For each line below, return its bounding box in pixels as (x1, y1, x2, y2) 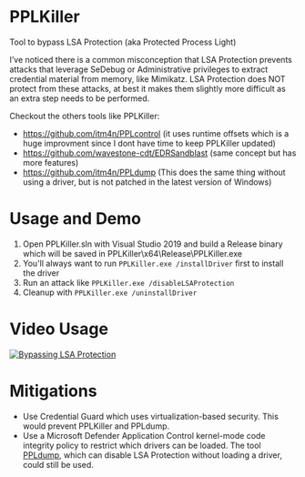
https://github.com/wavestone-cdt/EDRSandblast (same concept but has (22, 147, 297, 158)
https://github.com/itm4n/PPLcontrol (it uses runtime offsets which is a (22, 127, 290, 138)
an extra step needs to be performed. (9, 93, 150, 104)
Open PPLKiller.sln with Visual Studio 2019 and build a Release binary (22, 238, 284, 249)
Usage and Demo (9, 208, 142, 229)
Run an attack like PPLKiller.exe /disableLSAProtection (22, 277, 235, 288)
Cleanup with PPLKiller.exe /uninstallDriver (22, 287, 198, 298)
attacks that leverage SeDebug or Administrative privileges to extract (9, 64, 269, 75)
